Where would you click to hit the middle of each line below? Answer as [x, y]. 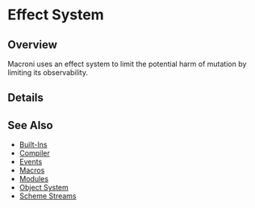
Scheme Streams [48, 196]
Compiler [34, 153]
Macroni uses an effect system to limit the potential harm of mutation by [127, 64]
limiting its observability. [48, 73]
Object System [44, 188]
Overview [33, 45]
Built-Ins [33, 145]
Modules [34, 179]
